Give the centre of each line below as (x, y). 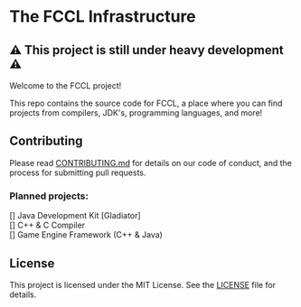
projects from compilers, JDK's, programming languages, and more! (136, 113)
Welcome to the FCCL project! (66, 86)
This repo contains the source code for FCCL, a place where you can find (146, 103)
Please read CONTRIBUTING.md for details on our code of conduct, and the (150, 163)
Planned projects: (49, 196)
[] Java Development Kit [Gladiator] (75, 216)
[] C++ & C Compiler (47, 225)
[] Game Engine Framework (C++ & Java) (86, 235)
